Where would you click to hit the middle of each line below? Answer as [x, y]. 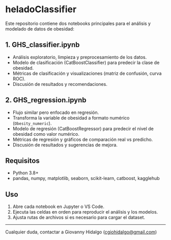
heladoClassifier [41, 9]
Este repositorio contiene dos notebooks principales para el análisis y [78, 23]
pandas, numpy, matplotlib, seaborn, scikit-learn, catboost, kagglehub [86, 178]
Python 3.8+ [26, 173]
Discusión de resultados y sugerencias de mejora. [65, 145]
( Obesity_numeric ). [32, 123]
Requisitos [22, 160]
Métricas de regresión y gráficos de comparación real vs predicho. [83, 139]
